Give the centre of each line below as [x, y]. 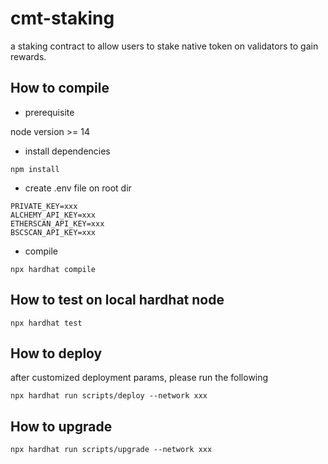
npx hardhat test [46, 323]
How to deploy [56, 353]
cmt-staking [62, 18]
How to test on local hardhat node [117, 300]
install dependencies [67, 151]
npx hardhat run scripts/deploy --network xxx [109, 396]
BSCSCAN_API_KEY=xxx [53, 232]
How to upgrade [61, 426]
